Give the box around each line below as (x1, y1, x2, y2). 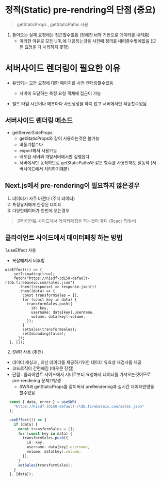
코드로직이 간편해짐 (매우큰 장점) (12, 366, 74, 371)
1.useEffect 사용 (5, 247, 36, 253)
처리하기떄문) (44, 166, 69, 172)
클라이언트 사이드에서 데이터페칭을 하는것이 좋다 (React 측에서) (16, 218, 137, 224)
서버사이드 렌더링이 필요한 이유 (5, 63, 121, 74)
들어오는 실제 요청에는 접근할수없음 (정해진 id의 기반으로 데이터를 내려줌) (12, 32, 150, 38)
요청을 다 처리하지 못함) (24, 44, 69, 50)
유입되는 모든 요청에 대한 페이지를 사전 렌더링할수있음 (12, 80, 113, 86)
